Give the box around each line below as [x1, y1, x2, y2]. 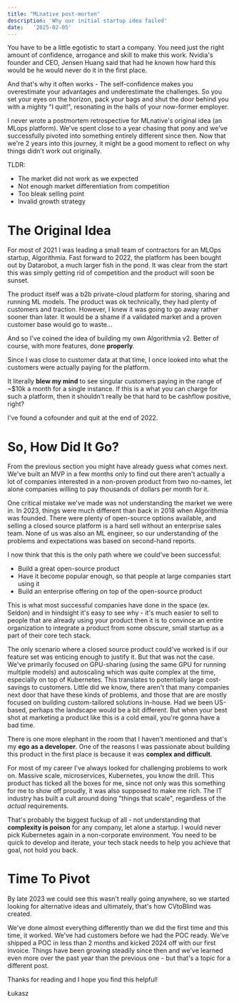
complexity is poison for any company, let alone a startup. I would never [7, 823, 221, 832]
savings [7, 683, 31, 692]
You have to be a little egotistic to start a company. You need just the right [7, 44, 225, 52]
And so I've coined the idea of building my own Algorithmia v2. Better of [7, 334, 219, 343]
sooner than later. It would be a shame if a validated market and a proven [7, 313, 222, 321]
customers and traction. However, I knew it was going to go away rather [7, 305, 219, 314]
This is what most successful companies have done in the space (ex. [7, 601, 210, 610]
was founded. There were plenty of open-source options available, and [7, 514, 217, 523]
